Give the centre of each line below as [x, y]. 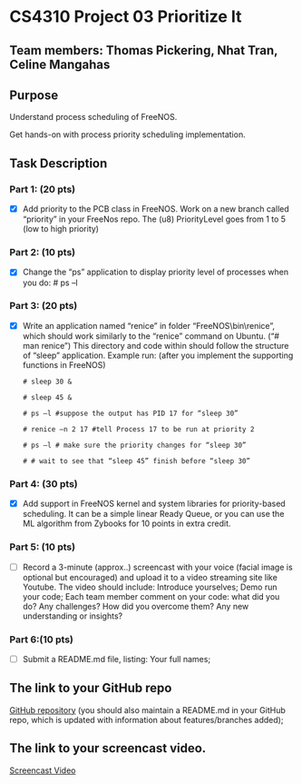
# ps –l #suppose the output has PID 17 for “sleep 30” [130, 413]
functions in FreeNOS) [64, 364]
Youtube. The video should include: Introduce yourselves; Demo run [150, 587]
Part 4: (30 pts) [44, 483]
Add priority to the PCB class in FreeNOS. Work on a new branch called [156, 209]
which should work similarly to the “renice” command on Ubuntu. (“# [151, 336]
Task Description [58, 163]
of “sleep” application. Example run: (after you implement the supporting [158, 355]
